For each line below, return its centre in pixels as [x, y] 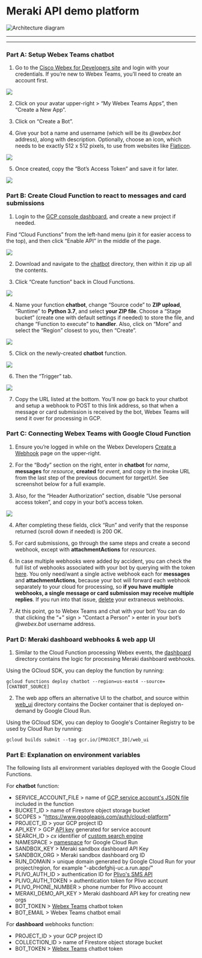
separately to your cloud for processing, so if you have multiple [94, 586]
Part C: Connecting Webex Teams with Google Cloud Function [99, 434]
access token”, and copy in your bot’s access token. [79, 502]
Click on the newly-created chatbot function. [71, 353]
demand [25, 711]
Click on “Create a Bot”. [44, 121]
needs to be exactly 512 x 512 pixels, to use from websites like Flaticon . [103, 146]
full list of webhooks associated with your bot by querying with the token [105, 567]
